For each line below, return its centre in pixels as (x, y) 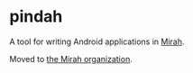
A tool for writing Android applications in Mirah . (97, 41)
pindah (36, 17)
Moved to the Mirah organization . (71, 59)
